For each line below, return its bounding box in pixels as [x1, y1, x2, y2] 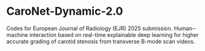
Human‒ [174, 25, 196, 32]
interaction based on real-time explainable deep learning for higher [29, 31, 199, 38]
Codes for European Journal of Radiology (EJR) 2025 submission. [6, 25, 173, 32]
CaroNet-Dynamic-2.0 [6, 4, 123, 18]
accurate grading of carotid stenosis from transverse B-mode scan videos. [6, 37, 195, 45]
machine [6, 31, 29, 38]
